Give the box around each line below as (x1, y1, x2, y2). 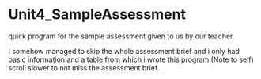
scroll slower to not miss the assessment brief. (8, 63, 160, 72)
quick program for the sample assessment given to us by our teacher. (8, 31, 235, 41)
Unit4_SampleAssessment (8, 5, 186, 23)
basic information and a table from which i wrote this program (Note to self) (8, 55, 255, 64)
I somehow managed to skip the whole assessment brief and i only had (8, 46, 240, 56)
